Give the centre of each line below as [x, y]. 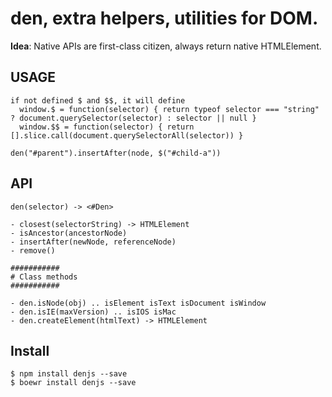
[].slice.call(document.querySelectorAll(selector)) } [127, 135]
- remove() [33, 250]
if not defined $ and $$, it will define [98, 100]
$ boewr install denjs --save [73, 383]
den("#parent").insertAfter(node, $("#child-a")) [116, 153]
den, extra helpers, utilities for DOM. [164, 18]
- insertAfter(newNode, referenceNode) [93, 242]
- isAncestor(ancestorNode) [69, 233]
